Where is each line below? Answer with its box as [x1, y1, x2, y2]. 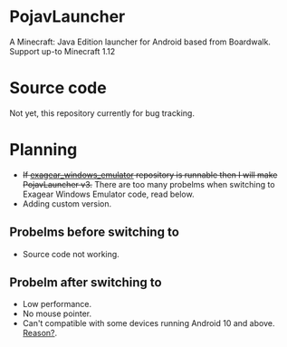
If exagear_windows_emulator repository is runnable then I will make [22, 169, 278, 180]
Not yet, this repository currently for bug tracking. [9, 107, 195, 119]
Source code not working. [22, 248, 120, 259]
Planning [9, 140, 78, 160]
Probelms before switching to [9, 225, 179, 240]
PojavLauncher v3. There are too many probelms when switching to [22, 178, 275, 189]
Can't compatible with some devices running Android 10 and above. [22, 318, 275, 329]
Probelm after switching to [9, 275, 162, 291]
